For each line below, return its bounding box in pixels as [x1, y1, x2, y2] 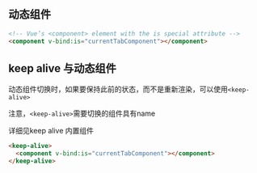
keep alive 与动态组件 [8, 61, 117, 75]
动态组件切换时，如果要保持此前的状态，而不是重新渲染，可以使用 [8, 84, 228, 95]
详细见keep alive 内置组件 [8, 126, 95, 136]
